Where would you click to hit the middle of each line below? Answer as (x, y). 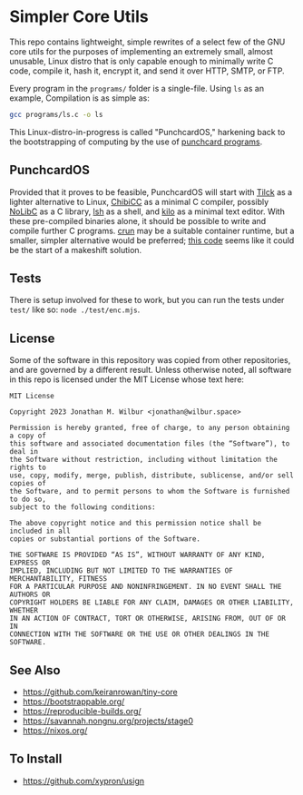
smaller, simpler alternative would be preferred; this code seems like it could (152, 240)
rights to (28, 468)
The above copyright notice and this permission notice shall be (135, 524)
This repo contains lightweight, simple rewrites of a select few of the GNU (147, 42)
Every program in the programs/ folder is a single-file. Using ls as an (137, 88)
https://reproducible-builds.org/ (82, 712)
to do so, (28, 500)
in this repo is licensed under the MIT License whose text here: (127, 379)
